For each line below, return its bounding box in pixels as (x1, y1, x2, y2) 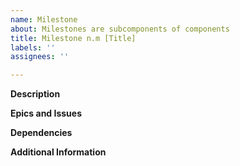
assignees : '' (10, 52, 70, 62)
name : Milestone (10, 14, 78, 25)
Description (10, 88, 61, 100)
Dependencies (10, 127, 73, 139)
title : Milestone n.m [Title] (10, 33, 137, 43)
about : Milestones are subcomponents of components (10, 24, 230, 34)
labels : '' (10, 42, 56, 53)
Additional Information (10, 146, 107, 158)
